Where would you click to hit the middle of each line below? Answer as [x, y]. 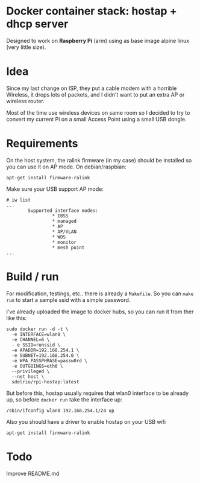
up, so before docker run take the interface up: [64, 399]
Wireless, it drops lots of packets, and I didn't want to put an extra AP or [95, 94]
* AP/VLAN [64, 232]
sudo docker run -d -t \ [37, 329]
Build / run [33, 277]
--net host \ [28, 376]
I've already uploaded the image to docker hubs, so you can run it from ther [100, 312]
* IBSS [60, 216]
